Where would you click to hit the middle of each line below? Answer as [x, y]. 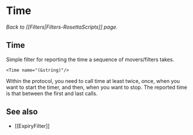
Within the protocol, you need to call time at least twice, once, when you [93, 81]
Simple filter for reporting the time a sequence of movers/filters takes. [90, 59]
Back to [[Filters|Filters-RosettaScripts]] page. [62, 27]
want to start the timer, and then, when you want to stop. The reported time [96, 87]
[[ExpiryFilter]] [32, 126]
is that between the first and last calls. [52, 93]
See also [22, 112]
